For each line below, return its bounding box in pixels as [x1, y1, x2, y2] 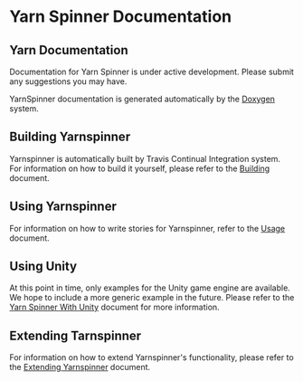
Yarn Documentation [9, 43, 128, 58]
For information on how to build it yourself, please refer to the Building [9, 163, 270, 174]
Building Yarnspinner [9, 129, 131, 145]
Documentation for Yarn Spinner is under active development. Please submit [9, 66, 294, 77]
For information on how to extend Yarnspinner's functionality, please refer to [9, 352, 294, 363]
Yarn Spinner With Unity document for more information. [9, 301, 220, 313]
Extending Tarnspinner [9, 328, 142, 343]
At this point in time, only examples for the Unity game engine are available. [9, 282, 291, 293]
